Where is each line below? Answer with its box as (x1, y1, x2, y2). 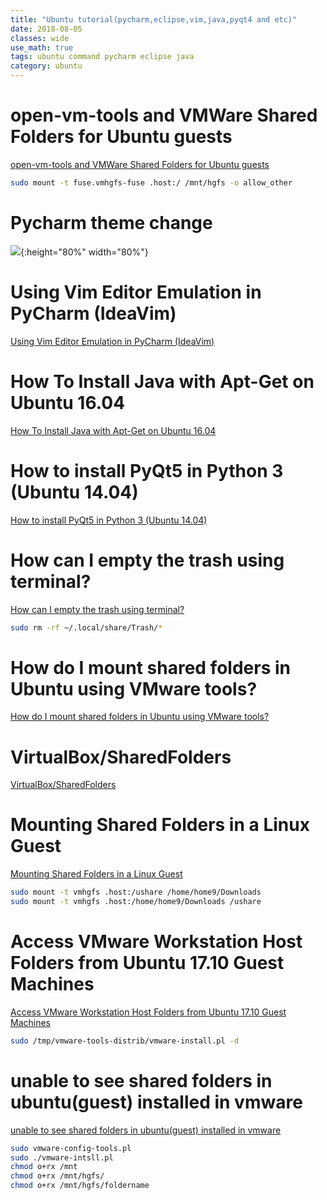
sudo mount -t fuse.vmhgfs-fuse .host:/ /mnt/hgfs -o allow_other (10, 177, 293, 188)
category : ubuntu (10, 61, 83, 71)
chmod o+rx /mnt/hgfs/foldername (10, 1181, 150, 1191)
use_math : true (10, 42, 74, 53)
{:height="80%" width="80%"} (20, 246, 149, 258)
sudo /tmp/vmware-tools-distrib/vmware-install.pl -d (10, 1036, 240, 1046)
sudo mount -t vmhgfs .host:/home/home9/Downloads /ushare (10, 897, 262, 907)
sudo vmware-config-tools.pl (10, 1143, 132, 1153)
